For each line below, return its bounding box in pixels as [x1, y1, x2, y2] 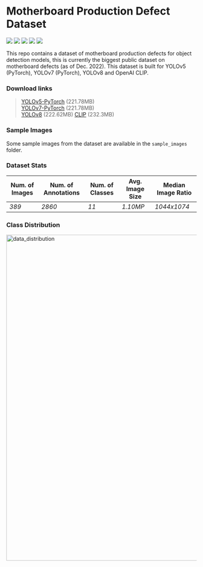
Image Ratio [156, 188, 192, 196]
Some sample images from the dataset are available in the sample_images [6, 139, 187, 147]
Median [163, 181, 185, 189]
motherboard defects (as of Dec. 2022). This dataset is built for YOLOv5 [6, 62, 186, 70]
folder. [6, 146, 22, 153]
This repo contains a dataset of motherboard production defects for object [6, 50, 192, 57]
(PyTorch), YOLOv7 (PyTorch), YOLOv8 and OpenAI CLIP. [6, 69, 149, 76]
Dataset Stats [6, 161, 47, 170]
